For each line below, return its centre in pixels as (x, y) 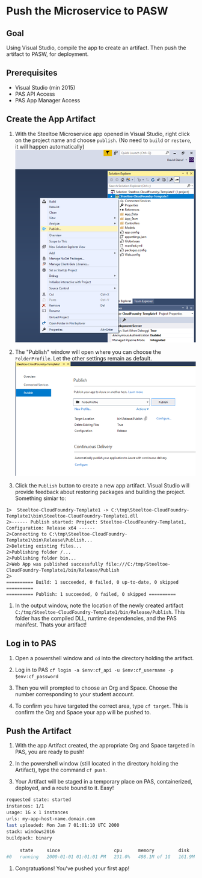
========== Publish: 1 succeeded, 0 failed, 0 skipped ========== (91, 594)
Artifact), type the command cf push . (61, 770)
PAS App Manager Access (47, 100)
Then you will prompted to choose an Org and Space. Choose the (96, 688)
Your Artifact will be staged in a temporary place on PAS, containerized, (103, 782)
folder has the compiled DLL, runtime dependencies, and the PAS (96, 618)
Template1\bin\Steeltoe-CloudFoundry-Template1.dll (72, 516)
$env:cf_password (37, 676)
